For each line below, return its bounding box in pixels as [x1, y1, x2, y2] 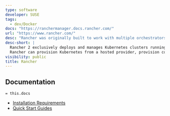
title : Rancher [5, 59, 37, 64]
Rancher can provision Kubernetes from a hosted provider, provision [10, 49, 159, 54]
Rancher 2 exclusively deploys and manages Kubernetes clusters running [10, 45, 166, 50]
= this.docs [5, 91, 30, 96]
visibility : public [5, 54, 47, 60]
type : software [5, 7, 37, 13]
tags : [5, 17, 17, 22]
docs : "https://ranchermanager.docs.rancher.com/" [5, 26, 114, 31]
